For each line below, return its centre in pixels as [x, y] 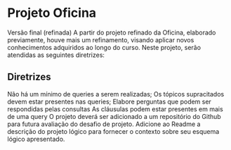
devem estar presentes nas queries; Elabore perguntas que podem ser [110, 101]
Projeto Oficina [52, 13]
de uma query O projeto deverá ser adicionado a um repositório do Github [114, 116]
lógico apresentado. [36, 139]
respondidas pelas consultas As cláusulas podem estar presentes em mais [115, 109]
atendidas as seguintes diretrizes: [56, 55]
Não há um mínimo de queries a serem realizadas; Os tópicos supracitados [116, 94]
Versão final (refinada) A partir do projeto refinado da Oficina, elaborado [112, 32]
